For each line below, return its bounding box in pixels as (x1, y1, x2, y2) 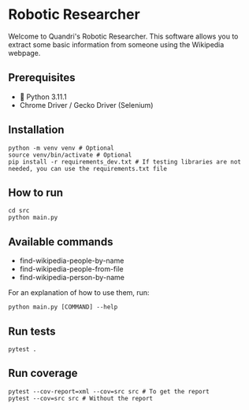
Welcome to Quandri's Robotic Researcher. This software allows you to (8, 31, 239, 41)
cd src (8, 207, 30, 215)
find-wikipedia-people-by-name (19, 256, 124, 265)
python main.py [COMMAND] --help (8, 303, 118, 312)
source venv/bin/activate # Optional (8, 151, 132, 159)
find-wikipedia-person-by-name (19, 273, 124, 283)
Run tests (8, 324, 56, 338)
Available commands (8, 235, 113, 249)
